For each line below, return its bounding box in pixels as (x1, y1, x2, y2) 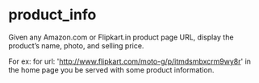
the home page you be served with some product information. (8, 64, 215, 74)
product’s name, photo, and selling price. (8, 40, 144, 50)
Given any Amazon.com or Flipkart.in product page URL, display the (8, 32, 234, 42)
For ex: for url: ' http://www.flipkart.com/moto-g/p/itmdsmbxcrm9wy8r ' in (8, 56, 252, 66)
